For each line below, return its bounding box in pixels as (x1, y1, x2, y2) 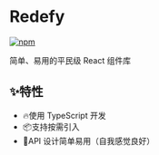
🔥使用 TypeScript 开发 (22, 110, 106, 121)
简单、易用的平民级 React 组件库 (9, 54, 132, 65)
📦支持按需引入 (22, 121, 80, 132)
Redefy (9, 6, 65, 27)
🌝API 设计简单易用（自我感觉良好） (22, 135, 155, 146)
